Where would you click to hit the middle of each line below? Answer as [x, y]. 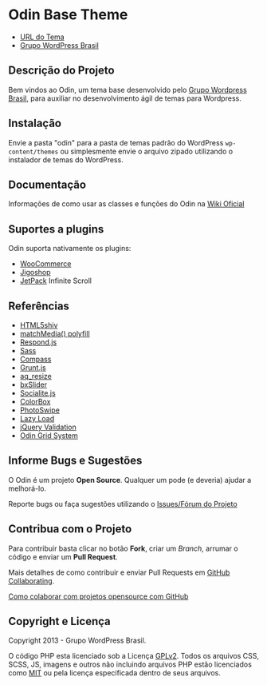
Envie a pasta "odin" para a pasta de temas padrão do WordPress [116, 142]
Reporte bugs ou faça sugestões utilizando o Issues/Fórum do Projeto [123, 504]
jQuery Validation [48, 427]
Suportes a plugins [56, 229]
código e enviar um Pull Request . [63, 556]
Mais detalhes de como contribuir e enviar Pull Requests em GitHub [119, 572]
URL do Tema [42, 37]
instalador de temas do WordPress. [66, 159]
